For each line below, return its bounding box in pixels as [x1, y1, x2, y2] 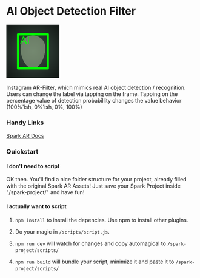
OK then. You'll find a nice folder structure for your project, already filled [6, 176, 187, 183]
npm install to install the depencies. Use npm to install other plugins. [15, 216, 188, 223]
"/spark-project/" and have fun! [6, 189, 85, 196]
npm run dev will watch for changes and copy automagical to [15, 240, 167, 247]
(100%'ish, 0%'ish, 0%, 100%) [6, 103, 83, 110]
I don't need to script [6, 162, 60, 169]
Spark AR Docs [6, 132, 44, 140]
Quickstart [6, 147, 39, 156]
